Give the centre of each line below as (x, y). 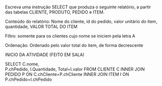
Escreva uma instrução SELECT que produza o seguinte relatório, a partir (78, 7)
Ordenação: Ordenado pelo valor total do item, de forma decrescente (74, 45)
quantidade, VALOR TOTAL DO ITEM (41, 27)
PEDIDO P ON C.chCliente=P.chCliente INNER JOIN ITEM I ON (67, 74)
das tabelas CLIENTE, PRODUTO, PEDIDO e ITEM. (55, 12)
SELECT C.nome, (22, 64)
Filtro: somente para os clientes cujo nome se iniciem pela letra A (70, 36)
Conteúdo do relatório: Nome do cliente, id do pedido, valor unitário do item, (81, 21)
